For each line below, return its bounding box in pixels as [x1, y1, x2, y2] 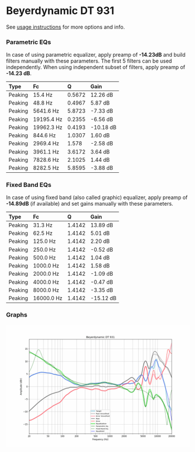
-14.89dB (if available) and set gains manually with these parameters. [6, 200, 173, 207]
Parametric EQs [6, 38, 51, 46]
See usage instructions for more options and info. [6, 23, 126, 30]
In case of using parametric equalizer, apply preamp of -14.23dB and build [6, 51, 186, 58]
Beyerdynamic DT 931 [6, 4, 115, 18]
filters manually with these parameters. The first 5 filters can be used [6, 57, 172, 65]
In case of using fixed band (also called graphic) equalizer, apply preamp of [6, 194, 188, 201]
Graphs [6, 311, 27, 319]
